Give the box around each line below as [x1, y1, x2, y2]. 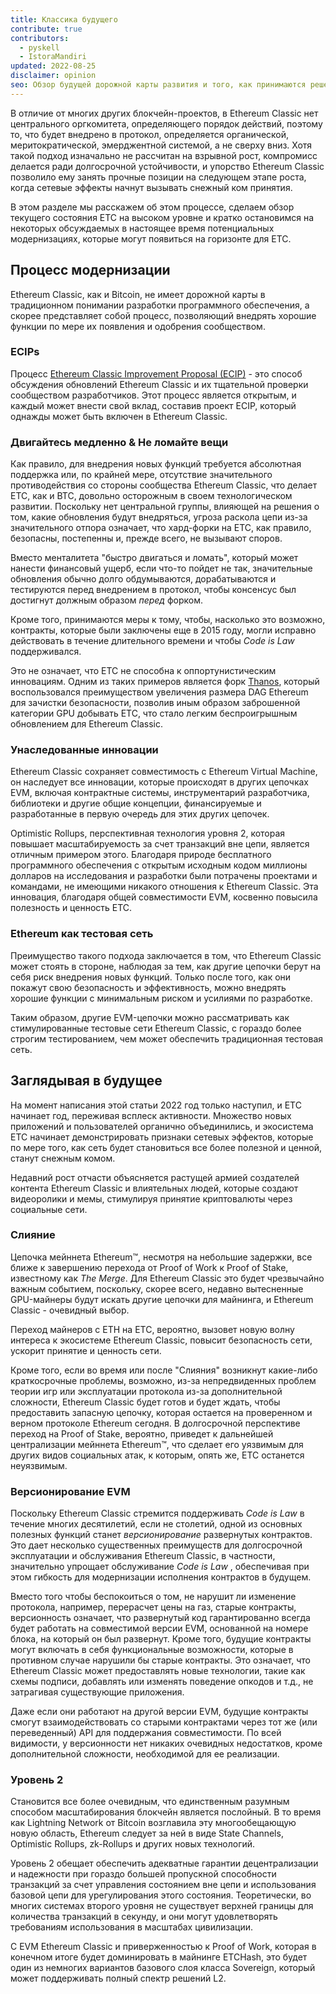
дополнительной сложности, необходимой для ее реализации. [10, 1748, 280, 1760]
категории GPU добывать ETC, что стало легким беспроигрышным [10, 707, 298, 720]
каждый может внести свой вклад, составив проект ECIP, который [10, 399, 297, 411]
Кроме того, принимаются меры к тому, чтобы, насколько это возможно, [10, 614, 326, 626]
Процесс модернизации [10, 262, 171, 279]
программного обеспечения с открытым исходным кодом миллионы [10, 859, 308, 871]
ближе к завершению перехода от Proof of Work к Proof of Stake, [10, 1261, 289, 1273]
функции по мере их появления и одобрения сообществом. [10, 320, 266, 332]
